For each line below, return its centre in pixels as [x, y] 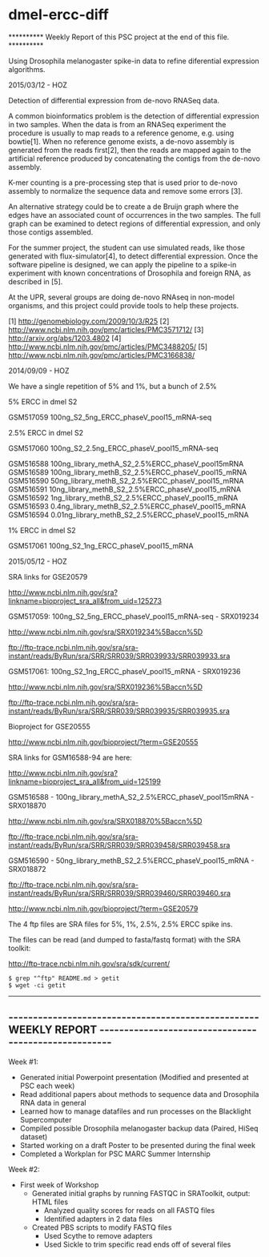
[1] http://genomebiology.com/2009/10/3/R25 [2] [89, 321]
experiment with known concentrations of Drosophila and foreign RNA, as [130, 273]
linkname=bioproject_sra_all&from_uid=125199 [85, 781]
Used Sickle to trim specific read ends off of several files [137, 1244]
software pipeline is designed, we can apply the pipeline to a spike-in [122, 264]
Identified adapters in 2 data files [98, 1219]
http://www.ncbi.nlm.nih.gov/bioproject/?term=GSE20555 [103, 741]
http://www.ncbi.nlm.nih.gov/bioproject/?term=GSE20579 [103, 908]
